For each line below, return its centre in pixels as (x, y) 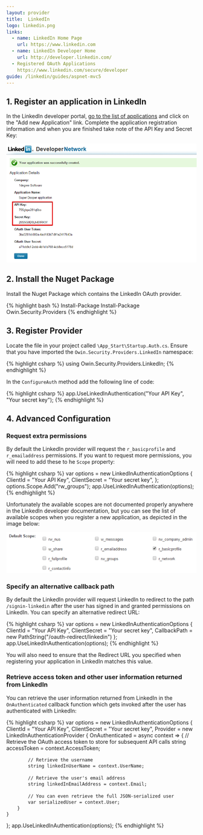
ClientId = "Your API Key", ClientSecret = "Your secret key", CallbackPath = (100, 630)
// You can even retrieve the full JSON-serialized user (101, 796)
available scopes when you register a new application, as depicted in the (97, 517)
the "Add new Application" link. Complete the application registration (92, 123)
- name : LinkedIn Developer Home (54, 51)
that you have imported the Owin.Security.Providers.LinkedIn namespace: (100, 352)
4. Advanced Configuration (59, 419)
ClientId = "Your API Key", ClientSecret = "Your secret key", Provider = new (100, 729)
